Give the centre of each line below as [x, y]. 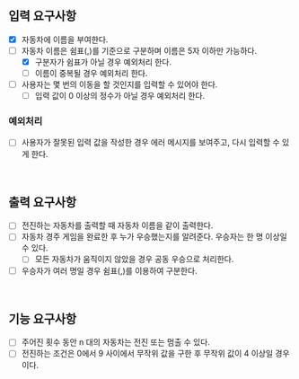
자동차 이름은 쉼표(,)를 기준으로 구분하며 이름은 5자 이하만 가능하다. [139, 50]
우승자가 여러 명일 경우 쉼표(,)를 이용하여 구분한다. [110, 270]
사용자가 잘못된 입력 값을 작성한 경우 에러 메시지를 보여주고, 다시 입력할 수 [150, 143]
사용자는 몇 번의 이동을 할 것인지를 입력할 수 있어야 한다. [119, 84]
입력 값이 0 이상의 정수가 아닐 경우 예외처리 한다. [120, 96]
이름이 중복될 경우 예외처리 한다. [91, 73]
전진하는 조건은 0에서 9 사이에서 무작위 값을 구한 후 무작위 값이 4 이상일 [147, 354]
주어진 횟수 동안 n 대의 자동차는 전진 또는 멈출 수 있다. [115, 342]
